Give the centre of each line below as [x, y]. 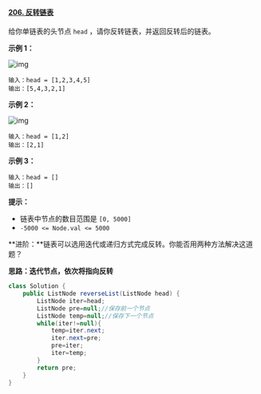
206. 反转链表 [31, 12]
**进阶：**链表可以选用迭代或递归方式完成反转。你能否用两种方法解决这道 [131, 244]
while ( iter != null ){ [69, 323]
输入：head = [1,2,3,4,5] [49, 81]
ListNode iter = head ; [71, 301]
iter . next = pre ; [76, 338]
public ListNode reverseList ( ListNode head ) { [101, 294]
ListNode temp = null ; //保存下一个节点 [95, 316]
